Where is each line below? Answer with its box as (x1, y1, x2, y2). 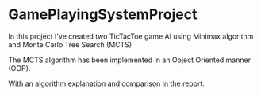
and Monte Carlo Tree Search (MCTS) (8, 39, 132, 49)
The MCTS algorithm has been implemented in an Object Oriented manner (8, 55, 251, 65)
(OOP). (8, 63, 31, 72)
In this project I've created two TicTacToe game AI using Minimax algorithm (8, 31, 254, 41)
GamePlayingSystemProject (8, 6, 198, 24)
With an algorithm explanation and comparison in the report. (8, 79, 205, 88)
